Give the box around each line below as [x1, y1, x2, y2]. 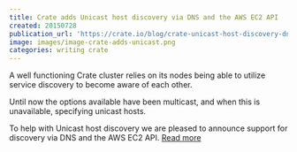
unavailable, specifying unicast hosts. [9, 106, 147, 117]
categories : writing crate [9, 46, 109, 55]
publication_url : [9, 29, 73, 38]
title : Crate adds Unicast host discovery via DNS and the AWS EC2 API [9, 12, 278, 22]
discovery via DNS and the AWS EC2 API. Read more [9, 133, 202, 143]
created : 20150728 [9, 21, 77, 30]
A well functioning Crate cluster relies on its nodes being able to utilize [9, 70, 266, 80]
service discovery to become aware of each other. [9, 80, 193, 90]
